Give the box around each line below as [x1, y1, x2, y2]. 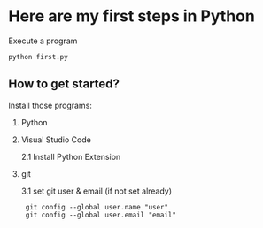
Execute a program [8, 35, 78, 46]
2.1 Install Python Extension [20, 151, 121, 162]
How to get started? [8, 77, 120, 92]
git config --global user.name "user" [25, 202, 169, 211]
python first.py [8, 52, 68, 61]
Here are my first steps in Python [8, 6, 256, 27]
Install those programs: [8, 100, 92, 110]
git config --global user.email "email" [25, 210, 177, 219]
